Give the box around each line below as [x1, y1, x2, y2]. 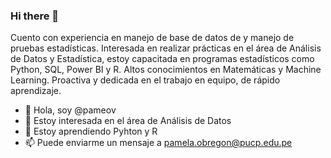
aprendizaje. [10, 85, 62, 97]
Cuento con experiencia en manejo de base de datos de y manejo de [10, 32, 295, 44]
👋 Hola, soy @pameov [24, 104, 117, 116]
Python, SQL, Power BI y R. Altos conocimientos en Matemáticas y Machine [10, 64, 322, 76]
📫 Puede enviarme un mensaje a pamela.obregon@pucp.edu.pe [24, 137, 293, 149]
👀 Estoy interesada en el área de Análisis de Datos [24, 115, 232, 127]
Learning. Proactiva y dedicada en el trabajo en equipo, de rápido [10, 74, 281, 86]
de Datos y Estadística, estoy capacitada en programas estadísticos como [10, 53, 315, 65]
